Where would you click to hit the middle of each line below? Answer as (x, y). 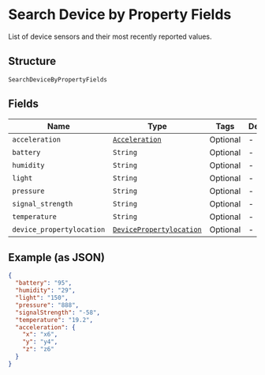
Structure (32, 61)
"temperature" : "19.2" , (54, 320)
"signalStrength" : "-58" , (58, 312)
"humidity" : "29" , (46, 290)
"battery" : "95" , (44, 283)
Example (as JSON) (56, 258)
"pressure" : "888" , (47, 305)
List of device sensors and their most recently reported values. (110, 36)
